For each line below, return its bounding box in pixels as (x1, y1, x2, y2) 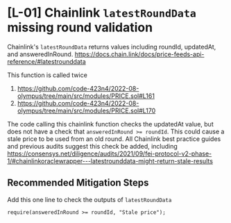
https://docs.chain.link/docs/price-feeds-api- (74, 50, 205, 58)
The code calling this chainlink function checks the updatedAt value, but (7, 119, 214, 128)
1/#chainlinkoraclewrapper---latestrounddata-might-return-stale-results (7, 156, 214, 165)
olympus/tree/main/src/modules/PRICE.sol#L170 (17, 106, 156, 115)
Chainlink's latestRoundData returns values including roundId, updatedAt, (7, 42, 216, 51)
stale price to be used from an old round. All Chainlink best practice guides (7, 134, 221, 143)
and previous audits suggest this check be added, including (7, 142, 178, 150)
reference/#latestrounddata (7, 57, 87, 65)
